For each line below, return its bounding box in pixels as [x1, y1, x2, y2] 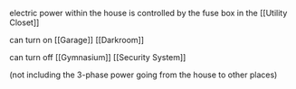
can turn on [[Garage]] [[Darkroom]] [9, 35, 145, 45]
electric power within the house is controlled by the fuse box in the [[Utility [9, 8, 288, 18]
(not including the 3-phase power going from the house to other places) [9, 69, 278, 80]
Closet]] [9, 17, 40, 28]
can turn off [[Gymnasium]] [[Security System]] [9, 52, 186, 62]
